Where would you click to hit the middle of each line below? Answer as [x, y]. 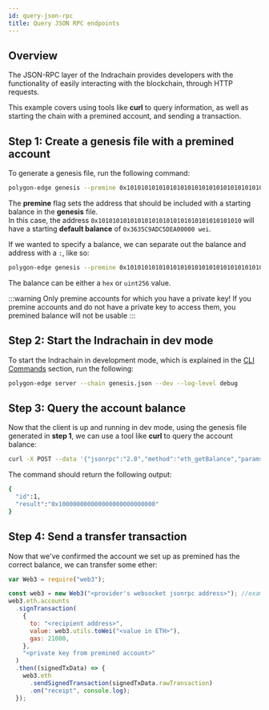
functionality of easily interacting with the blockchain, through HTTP [121, 83]
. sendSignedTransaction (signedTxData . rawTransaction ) [121, 683]
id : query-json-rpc [41, 16]
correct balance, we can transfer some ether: [83, 564]
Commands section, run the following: [71, 368]
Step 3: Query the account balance [97, 408]
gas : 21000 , [49, 639]
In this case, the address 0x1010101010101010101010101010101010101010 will [131, 220]
